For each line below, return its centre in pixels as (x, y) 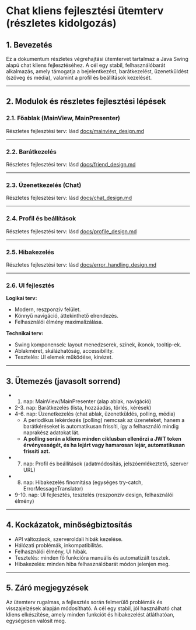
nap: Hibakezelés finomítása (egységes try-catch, (83, 482)
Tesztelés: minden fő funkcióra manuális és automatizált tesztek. (92, 557)
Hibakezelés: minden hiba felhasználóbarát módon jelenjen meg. (92, 564)
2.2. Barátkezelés (31, 152)
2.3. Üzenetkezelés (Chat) (44, 185)
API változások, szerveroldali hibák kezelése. (69, 539)
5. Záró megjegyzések (47, 588)
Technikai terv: (25, 333)
